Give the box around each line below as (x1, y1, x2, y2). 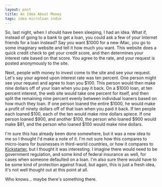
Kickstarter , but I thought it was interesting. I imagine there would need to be (5, 146, 158, 152)
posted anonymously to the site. (5, 60, 69, 66)
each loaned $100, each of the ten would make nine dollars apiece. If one (5, 111, 151, 117)
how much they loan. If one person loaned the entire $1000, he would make (5, 101, 156, 107)
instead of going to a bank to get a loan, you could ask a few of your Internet (5, 34, 158, 40)
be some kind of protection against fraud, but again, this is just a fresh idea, (5, 162, 156, 168)
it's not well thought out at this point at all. (5, 167, 88, 173)
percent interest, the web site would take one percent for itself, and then (5, 90, 149, 96)
